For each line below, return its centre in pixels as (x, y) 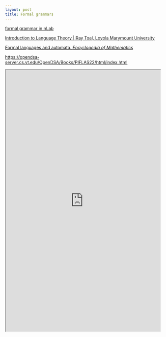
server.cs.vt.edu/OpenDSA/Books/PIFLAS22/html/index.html (66, 62)
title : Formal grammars (29, 14)
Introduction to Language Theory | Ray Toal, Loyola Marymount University (80, 38)
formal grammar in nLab (29, 28)
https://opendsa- (22, 57)
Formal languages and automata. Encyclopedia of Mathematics (69, 47)
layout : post (18, 10)
